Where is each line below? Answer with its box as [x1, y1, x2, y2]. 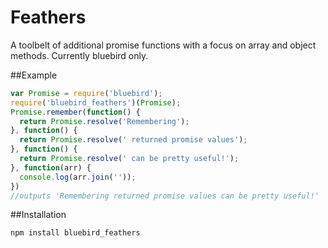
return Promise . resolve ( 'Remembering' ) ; [19, 116, 190, 126]
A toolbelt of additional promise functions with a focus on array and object [10, 39, 317, 51]
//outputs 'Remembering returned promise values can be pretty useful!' [10, 191, 320, 201]
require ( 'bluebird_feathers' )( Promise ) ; [10, 97, 182, 108]
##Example [10, 69, 58, 81]
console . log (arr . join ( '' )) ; [19, 172, 137, 182]
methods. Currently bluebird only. [10, 49, 149, 61]
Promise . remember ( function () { [10, 107, 141, 117]
